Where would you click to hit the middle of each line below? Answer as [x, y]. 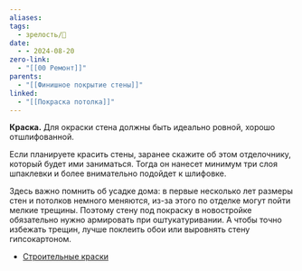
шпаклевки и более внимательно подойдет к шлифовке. [118, 173]
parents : [26, 77]
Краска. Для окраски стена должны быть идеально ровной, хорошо [142, 127]
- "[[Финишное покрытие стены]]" [80, 85]
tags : [19, 26]
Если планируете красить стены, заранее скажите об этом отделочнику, [151, 154]
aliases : [26, 18]
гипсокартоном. [41, 239]
